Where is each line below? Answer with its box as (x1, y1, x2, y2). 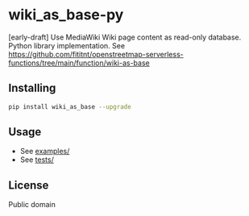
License (8, 178, 49, 192)
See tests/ (19, 155, 54, 164)
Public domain (8, 200, 56, 210)
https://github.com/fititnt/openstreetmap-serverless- (8, 49, 184, 59)
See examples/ (19, 147, 70, 156)
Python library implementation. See (8, 40, 126, 50)
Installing (8, 81, 56, 95)
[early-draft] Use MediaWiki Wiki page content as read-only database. (8, 32, 242, 42)
